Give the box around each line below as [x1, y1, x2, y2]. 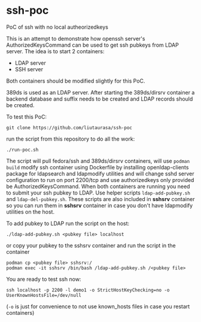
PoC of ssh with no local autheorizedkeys [6, 23, 109, 31]
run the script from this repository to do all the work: [6, 135, 135, 142]
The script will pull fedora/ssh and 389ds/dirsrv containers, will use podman [6, 157, 190, 165]
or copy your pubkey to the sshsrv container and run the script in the [6, 242, 176, 249]
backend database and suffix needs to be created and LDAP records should [6, 95, 193, 102]
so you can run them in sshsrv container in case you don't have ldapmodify [6, 202, 193, 209]
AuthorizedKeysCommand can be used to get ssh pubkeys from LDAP [6, 41, 179, 48]
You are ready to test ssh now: [6, 275, 81, 282]
